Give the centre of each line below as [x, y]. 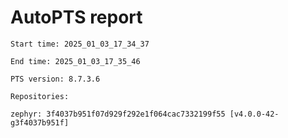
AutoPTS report [76, 17]
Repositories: [40, 96]
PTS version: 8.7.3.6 [55, 79]
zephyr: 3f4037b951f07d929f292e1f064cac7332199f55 [118, 114]
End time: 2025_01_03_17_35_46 [75, 61]
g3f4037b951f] [40, 122]
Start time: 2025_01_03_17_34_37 [80, 44]
